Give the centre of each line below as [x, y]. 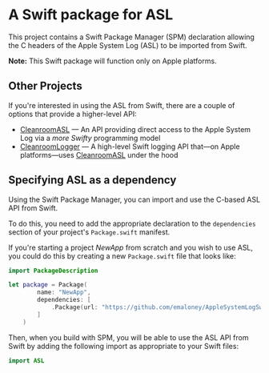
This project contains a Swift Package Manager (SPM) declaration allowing [131, 37]
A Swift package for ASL [91, 15]
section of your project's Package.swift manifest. [89, 232]
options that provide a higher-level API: [73, 114]
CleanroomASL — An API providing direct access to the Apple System [135, 129]
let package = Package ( [48, 285]
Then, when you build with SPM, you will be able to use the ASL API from [128, 337]
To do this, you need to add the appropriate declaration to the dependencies [132, 223]
